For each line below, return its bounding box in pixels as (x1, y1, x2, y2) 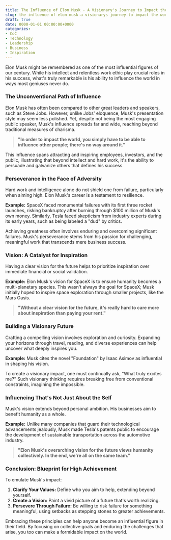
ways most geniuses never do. (5, 80, 70, 87)
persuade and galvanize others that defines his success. (5, 162, 124, 168)
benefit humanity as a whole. (5, 411, 66, 417)
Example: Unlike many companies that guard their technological (5, 421, 140, 427)
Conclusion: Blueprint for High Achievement (5, 465, 117, 472)
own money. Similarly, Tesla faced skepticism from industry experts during (5, 213, 162, 219)
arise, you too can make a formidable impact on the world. (5, 529, 128, 535)
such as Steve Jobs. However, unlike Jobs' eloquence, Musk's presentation (5, 110, 164, 116)
